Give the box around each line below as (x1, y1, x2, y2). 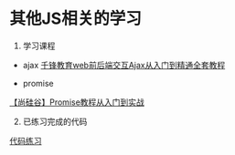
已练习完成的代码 (22, 116, 88, 127)
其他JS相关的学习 (9, 8, 142, 29)
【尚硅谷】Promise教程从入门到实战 (9, 97, 144, 108)
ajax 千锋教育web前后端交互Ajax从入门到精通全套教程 (22, 59, 226, 70)
